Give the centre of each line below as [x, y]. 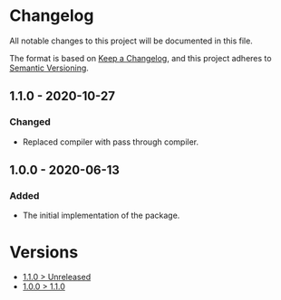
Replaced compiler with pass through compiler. [111, 142]
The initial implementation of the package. [101, 216]
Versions [44, 252]
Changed [30, 122]
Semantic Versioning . [49, 68]
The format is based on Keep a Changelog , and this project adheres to [140, 58]
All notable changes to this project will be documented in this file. [131, 41]
